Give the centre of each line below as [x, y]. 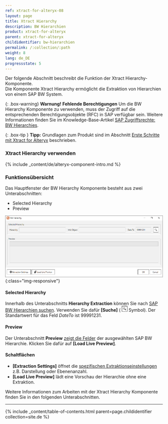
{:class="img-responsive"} [33, 281]
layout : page [19, 16]
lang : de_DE [17, 58]
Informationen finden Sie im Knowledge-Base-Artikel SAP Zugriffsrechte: [80, 120]
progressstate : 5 [23, 63]
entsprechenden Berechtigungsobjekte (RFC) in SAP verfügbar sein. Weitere [84, 115]
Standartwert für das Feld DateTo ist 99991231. [54, 315]
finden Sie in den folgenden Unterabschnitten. [53, 397]
